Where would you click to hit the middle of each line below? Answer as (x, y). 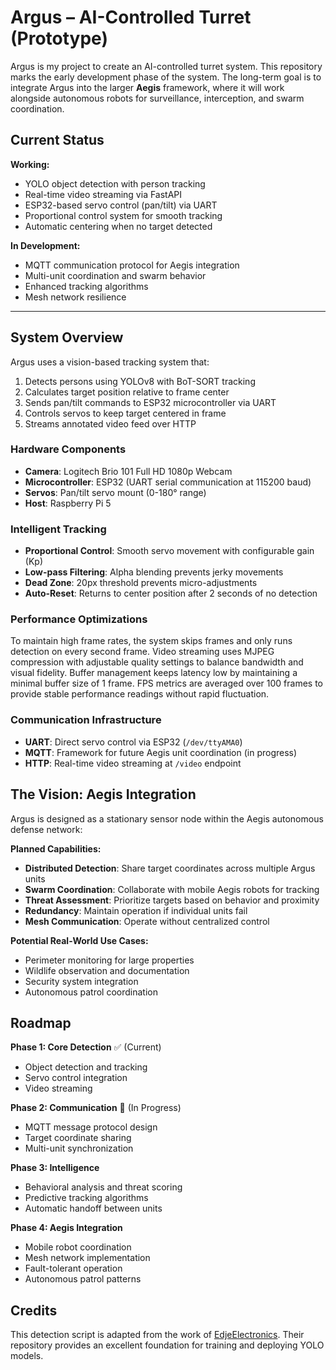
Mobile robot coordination (78, 1247)
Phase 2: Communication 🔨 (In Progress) (96, 1108)
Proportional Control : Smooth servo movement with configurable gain (169, 551)
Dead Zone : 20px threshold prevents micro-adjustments (141, 583)
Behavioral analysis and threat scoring (103, 1187)
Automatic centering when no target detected (118, 226)
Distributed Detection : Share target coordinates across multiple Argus (170, 868)
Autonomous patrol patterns (83, 1279)
